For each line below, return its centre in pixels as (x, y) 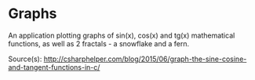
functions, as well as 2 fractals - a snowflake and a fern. (99, 43)
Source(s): (25, 59)
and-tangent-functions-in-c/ (54, 67)
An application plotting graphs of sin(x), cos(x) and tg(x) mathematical (122, 35)
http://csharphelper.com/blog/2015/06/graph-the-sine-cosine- (145, 59)
